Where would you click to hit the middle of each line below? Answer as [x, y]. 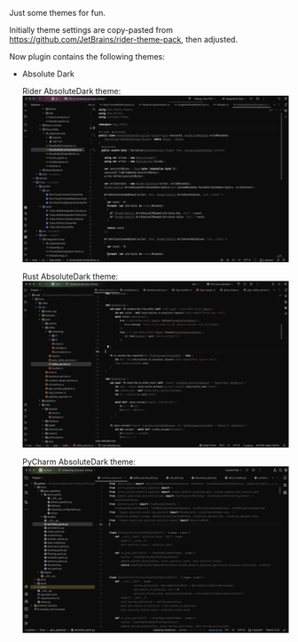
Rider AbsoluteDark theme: [71, 91]
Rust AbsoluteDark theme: [70, 277]
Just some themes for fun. [58, 13]
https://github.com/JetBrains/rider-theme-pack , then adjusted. [123, 40]
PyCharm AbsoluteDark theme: [78, 462]
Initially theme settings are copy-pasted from [91, 30]
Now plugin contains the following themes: [87, 56]
